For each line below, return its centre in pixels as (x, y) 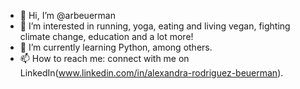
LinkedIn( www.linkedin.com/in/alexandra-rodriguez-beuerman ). (151, 73)
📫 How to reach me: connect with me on (104, 58)
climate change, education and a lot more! (106, 36)
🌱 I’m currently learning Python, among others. (116, 47)
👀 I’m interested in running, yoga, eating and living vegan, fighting (155, 26)
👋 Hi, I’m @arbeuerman (67, 15)
